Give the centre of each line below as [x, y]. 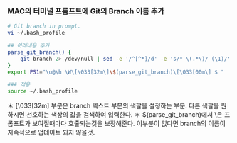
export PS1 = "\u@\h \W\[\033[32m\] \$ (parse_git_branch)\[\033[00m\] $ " [116, 72]
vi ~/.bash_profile [36, 33]
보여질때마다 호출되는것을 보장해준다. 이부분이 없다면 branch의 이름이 [129, 124]
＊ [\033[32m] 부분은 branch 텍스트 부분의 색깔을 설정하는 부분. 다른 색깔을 [113, 106]
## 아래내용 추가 [28, 46]
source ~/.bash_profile [43, 91]
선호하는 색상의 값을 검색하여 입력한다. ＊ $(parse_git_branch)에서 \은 [124, 115]
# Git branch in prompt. [44, 26]
